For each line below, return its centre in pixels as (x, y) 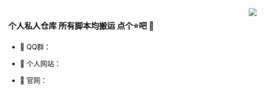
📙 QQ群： (35, 47)
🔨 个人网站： (40, 64)
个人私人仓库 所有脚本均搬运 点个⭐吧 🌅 (81, 25)
